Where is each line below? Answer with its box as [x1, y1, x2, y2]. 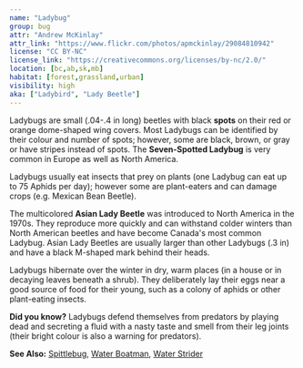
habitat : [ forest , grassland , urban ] [9, 73, 145, 82]
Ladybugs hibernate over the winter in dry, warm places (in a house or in [9, 264, 282, 275]
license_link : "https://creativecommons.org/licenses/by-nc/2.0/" [9, 56, 267, 65]
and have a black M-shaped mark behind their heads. [9, 247, 210, 258]
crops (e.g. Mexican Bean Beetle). [9, 190, 136, 201]
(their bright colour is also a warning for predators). [9, 330, 202, 342]
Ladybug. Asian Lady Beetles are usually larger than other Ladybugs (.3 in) [9, 237, 289, 248]
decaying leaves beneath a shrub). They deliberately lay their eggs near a [9, 274, 286, 285]
